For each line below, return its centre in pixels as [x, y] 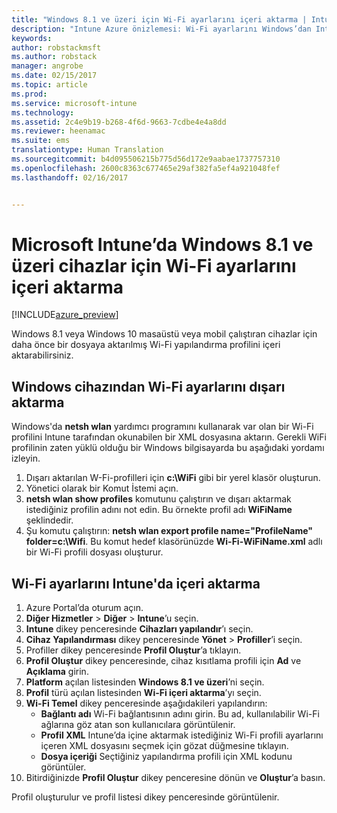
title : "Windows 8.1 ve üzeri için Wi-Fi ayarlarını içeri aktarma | [159, 19]
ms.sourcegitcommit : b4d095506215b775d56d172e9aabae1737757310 [146, 159]
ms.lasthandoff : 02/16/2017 [70, 177]
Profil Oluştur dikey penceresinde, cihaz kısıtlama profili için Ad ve [163, 661]
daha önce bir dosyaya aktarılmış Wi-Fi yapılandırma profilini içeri [146, 345]
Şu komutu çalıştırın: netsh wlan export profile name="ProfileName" [169, 531]
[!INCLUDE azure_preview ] [65, 315]
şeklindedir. [49, 520]
